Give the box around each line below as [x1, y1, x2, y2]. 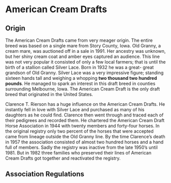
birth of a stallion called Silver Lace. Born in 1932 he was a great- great [5, 65, 154, 70]
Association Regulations [5, 170, 84, 178]
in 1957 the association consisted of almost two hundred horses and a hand [5, 139, 164, 145]
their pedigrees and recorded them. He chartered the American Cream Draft [5, 117, 165, 123]
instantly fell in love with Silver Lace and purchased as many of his [5, 107, 145, 112]
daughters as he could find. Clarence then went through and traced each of [5, 112, 164, 118]
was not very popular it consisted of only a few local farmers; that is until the [5, 59, 166, 65]
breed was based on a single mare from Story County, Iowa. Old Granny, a [5, 43, 161, 49]
